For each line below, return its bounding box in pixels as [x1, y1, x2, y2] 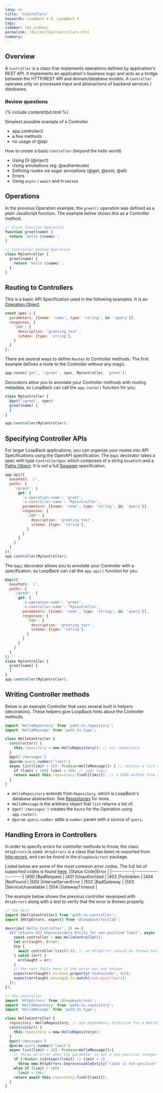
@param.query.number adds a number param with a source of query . [12, 817, 143, 823]
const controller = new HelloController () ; [14, 935, 103, 940]
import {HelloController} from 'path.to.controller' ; [5, 912, 116, 918]
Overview [5, 52, 35, 61]
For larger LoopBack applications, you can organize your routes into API [5, 447, 149, 453]
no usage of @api [12, 138, 48, 144]
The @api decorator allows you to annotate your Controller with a [5, 562, 134, 568]
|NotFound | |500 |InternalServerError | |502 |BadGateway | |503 [5, 879, 134, 884]
